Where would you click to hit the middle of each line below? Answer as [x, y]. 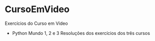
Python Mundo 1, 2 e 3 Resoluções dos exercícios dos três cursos [81, 33]
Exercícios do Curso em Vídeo [36, 23]
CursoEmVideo [37, 9]
